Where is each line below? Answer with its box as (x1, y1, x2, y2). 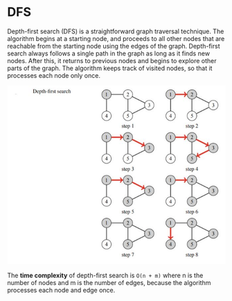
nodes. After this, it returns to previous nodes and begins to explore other (7, 56, 217, 64)
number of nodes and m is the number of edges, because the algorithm (7, 279, 211, 287)
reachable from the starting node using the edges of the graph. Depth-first (7, 42, 220, 50)
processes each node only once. (7, 71, 100, 80)
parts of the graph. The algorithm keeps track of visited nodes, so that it (7, 64, 213, 72)
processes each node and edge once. (7, 286, 116, 295)
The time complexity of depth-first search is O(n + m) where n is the (7, 271, 204, 279)
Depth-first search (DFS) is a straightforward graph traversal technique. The (7, 27, 224, 35)
